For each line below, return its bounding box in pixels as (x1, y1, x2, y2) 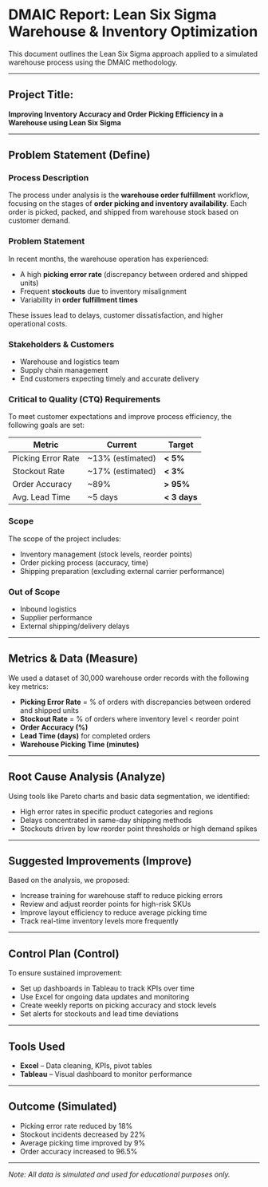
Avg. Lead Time (12, 492, 71, 503)
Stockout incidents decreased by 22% (19, 1130, 146, 1139)
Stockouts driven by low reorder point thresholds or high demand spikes (19, 824, 258, 833)
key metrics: (8, 681, 49, 691)
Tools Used (8, 1039, 65, 1053)
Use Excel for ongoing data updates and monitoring (19, 992, 190, 1002)
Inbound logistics (19, 604, 77, 614)
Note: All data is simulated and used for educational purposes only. (8, 1169, 231, 1179)
